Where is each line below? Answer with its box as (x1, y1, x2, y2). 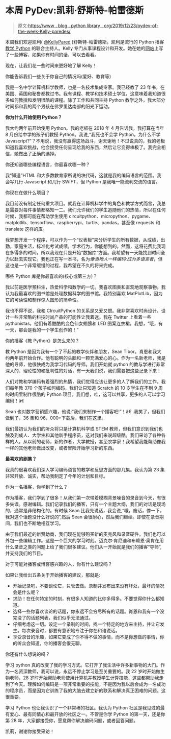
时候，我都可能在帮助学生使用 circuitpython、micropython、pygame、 (5, 213, 154, 219)
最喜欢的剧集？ (5, 456, 37, 462)
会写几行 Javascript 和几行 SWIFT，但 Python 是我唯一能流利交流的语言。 (5, 178, 160, 184)
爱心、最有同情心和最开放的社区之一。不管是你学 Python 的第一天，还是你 (9, 711, 165, 717)
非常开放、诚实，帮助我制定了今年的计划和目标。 (5, 473, 108, 479)
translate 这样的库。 (5, 226, 47, 232)
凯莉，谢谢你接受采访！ (5, 728, 54, 734)
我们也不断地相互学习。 (14, 520, 64, 526)
